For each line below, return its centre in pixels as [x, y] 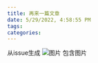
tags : [15, 26]
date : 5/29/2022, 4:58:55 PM [49, 20]
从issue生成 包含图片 [47, 53]
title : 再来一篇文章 [33, 13]
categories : [24, 33]
